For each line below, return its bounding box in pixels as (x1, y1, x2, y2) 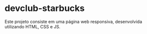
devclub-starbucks (4, 3, 85, 14)
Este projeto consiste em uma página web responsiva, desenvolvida (4, 19, 142, 24)
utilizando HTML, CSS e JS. (4, 23, 61, 29)
